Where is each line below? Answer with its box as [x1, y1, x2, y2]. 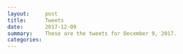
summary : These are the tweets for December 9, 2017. [7, 29, 177, 37]
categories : [7, 36, 42, 43]
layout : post [7, 10, 58, 18]
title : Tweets [7, 17, 65, 24]
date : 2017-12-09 [7, 23, 77, 30]
